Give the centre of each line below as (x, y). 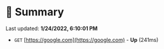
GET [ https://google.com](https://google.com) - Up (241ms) (86, 40)
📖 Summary (35, 12)
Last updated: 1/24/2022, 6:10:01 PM (52, 28)
